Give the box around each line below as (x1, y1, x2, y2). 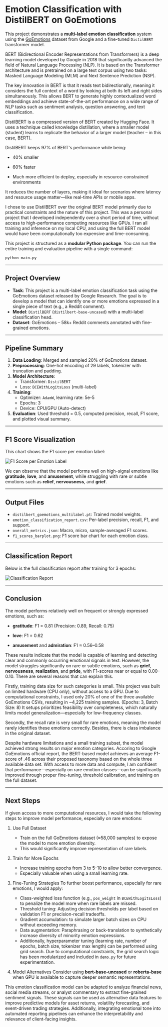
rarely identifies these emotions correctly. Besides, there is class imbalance (5, 725, 161, 731)
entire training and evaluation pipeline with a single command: (5, 245, 133, 252)
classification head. (12, 314, 53, 320)
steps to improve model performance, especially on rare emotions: (5, 815, 142, 821)
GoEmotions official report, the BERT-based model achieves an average (5, 750, 153, 757)
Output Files (5, 498, 44, 506)
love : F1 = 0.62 (12, 632, 43, 639)
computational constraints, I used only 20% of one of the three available (5, 693, 154, 699)
